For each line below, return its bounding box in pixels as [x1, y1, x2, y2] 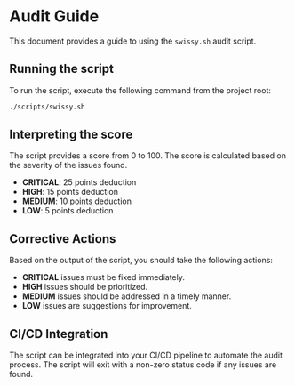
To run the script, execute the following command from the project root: [9, 84, 271, 95]
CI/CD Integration [9, 326, 108, 342]
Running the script [9, 61, 114, 76]
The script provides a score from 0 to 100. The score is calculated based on [9, 150, 287, 161]
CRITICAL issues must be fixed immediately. [21, 272, 185, 283]
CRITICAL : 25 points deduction [21, 177, 137, 188]
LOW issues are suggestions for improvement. [21, 301, 193, 311]
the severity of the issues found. [9, 160, 128, 171]
